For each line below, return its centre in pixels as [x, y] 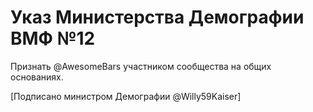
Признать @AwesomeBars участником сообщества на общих [141, 66]
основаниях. [37, 77]
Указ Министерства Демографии [157, 17]
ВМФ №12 [53, 38]
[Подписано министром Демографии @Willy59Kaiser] [126, 96]
